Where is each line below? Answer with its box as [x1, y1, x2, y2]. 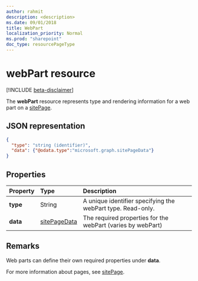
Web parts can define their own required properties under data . [6, 257, 161, 264]
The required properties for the [82, 213, 169, 222]
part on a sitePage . [6, 104, 52, 111]
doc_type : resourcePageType [6, 42, 75, 48]
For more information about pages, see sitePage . [6, 268, 125, 275]
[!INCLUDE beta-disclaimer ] [6, 86, 74, 93]
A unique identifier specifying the [82, 197, 175, 205]
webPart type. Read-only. [82, 204, 155, 212]
